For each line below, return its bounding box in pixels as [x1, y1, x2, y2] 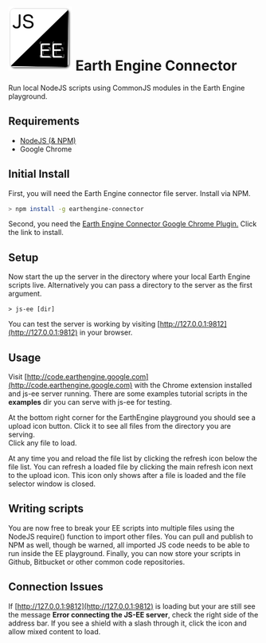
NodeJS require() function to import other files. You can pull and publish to [8, 531, 253, 541]
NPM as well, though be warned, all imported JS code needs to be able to [8, 540, 250, 550]
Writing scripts [8, 502, 84, 516]
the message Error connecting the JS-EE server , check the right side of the [8, 610, 259, 619]
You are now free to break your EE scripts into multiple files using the [8, 523, 235, 532]
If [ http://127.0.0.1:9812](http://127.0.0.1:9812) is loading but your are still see [8, 601, 256, 611]
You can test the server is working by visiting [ [8, 320, 161, 329]
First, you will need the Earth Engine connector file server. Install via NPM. [8, 188, 251, 198]
